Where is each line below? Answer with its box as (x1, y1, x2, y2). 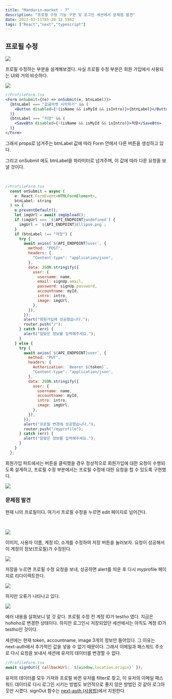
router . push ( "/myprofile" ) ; (24, 426, 83, 432)
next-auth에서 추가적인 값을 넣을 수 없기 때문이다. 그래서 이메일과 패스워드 (5, 644, 154, 650)
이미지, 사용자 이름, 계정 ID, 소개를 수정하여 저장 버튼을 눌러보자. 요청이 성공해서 (5, 539, 165, 546)
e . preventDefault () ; (14, 208, 58, 213)
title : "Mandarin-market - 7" (5, 7, 70, 13)
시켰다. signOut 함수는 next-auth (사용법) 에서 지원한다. (14, 687, 126, 693)
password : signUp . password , (37, 284, 97, 289)
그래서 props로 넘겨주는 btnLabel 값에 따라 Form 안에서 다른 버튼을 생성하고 (5, 140, 159, 146)
